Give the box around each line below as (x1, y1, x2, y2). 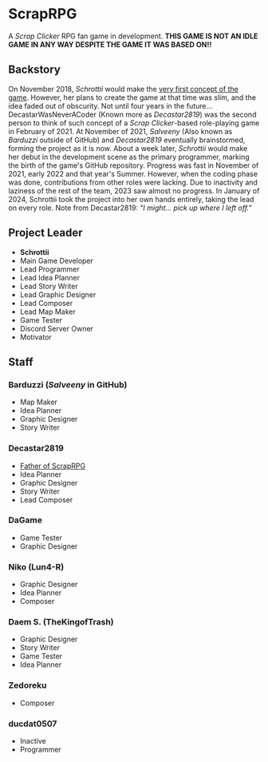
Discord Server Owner (19, 323, 94, 333)
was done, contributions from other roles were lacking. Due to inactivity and (8, 177, 258, 187)
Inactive (19, 736, 46, 746)
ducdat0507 (8, 718, 57, 729)
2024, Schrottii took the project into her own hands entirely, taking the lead (8, 194, 254, 204)
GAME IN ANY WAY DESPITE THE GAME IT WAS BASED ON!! (8, 39, 212, 49)
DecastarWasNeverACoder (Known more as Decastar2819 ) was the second (8, 109, 257, 119)
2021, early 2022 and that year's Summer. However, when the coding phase (8, 169, 258, 178)
